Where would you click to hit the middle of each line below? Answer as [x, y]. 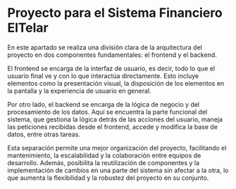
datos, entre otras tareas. [44, 134]
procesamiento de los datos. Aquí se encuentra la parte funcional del [107, 112]
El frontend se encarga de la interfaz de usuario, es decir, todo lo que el [111, 68]
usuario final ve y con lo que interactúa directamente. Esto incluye [103, 76]
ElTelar [28, 28]
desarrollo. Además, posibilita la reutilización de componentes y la [103, 162]
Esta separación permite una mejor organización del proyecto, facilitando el [117, 148]
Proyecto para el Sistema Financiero [115, 13]
